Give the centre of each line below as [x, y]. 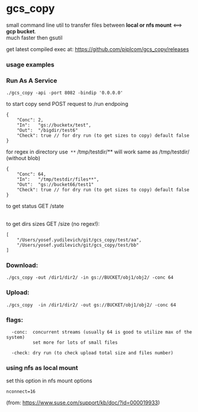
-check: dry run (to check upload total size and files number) [92, 353]
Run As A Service [32, 80]
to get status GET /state [35, 206]
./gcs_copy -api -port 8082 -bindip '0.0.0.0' [65, 93]
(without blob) [23, 158]
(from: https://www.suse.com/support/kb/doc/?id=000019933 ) [83, 402]
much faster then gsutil [34, 37]
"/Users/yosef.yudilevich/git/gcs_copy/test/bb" [78, 246]
